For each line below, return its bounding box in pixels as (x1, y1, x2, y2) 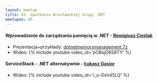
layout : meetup (5, 7, 37, 13)
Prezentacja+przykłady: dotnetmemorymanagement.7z (12, 44, 128, 50)
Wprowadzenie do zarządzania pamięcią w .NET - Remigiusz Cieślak (5, 32, 153, 38)
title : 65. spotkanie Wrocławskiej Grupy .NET (5, 12, 105, 17)
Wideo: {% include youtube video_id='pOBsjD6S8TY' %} (12, 49, 132, 55)
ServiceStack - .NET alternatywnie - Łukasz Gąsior (5, 61, 115, 67)
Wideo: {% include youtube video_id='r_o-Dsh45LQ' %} (12, 72, 130, 78)
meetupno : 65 (5, 17, 33, 22)
